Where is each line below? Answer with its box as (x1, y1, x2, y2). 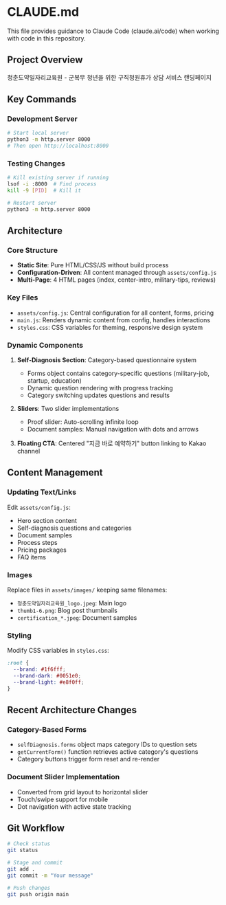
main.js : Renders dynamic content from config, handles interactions (16, 315, 211, 324)
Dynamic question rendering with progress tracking (27, 384, 173, 392)
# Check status (7, 840, 51, 847)
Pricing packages (16, 546, 67, 554)
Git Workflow (7, 823, 65, 834)
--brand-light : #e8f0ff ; (13, 678, 84, 686)
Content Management (7, 467, 103, 478)
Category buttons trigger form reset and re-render (16, 755, 160, 763)
